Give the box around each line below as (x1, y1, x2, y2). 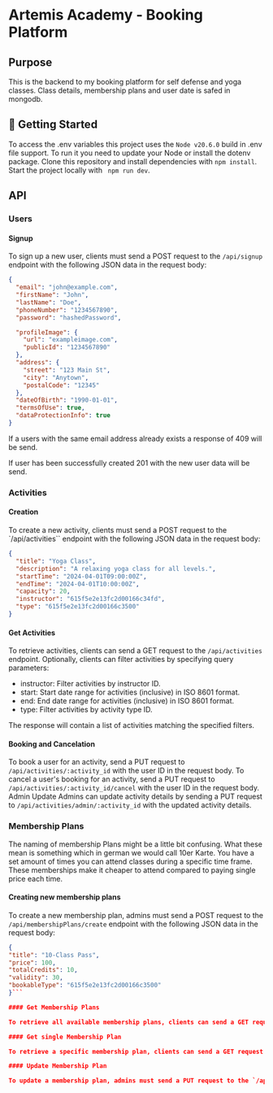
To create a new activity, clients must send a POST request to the (8, 525, 227, 535)
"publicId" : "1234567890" (23, 343, 111, 351)
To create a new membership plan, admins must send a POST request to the (8, 910, 264, 920)
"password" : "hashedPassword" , (15, 313, 122, 322)
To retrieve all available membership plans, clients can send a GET (8, 1018, 249, 1026)
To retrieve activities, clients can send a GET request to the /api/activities (8, 646, 262, 655)
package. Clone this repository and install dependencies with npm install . (8, 156, 258, 166)
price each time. (8, 873, 63, 883)
